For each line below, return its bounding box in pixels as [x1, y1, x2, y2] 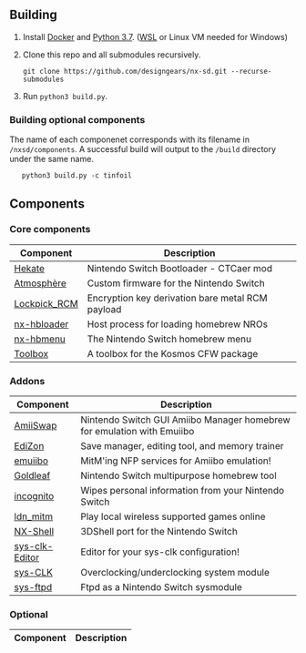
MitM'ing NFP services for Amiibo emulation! [80, 454, 271, 467]
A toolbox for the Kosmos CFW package [87, 347, 259, 360]
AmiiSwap [14, 419, 57, 432]
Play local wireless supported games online [80, 510, 266, 523]
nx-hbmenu [14, 332, 66, 345]
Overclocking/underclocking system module [80, 566, 270, 579]
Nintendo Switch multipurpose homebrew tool [80, 469, 278, 482]
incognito [14, 490, 55, 503]
